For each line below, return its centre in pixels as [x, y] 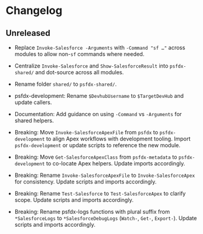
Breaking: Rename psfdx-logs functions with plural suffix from [92, 212]
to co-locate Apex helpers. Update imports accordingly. [115, 163]
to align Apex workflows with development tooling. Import [118, 139]
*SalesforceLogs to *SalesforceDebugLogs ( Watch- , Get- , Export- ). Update [105, 218]
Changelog [34, 11]
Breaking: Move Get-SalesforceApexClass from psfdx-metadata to [96, 157]
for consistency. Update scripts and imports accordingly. [85, 182]
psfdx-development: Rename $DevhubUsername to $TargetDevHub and [99, 96]
